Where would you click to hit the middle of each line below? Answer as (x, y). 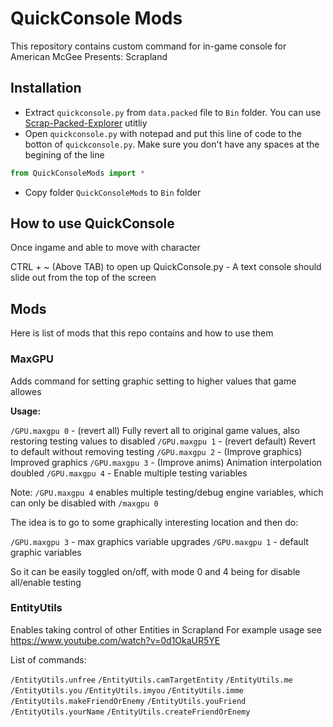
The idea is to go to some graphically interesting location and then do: (154, 522)
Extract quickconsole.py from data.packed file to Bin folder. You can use (173, 112)
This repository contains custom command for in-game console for (148, 46)
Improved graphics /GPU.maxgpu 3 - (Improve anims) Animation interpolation (166, 462)
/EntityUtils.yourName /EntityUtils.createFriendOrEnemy (130, 712)
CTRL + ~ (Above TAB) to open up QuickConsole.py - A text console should (166, 267)
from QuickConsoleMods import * (77, 173)
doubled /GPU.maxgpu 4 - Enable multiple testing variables (129, 473)
